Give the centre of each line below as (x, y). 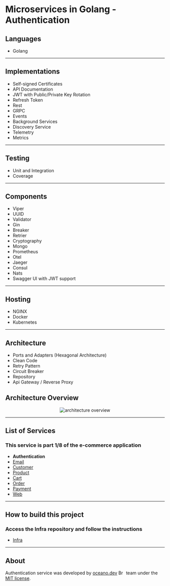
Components (26, 197)
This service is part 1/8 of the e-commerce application (73, 445)
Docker (20, 317)
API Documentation (33, 89)
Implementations (33, 72)
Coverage (23, 176)
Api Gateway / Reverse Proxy (43, 382)
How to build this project (45, 514)
